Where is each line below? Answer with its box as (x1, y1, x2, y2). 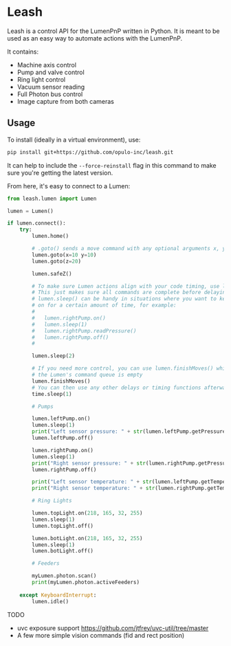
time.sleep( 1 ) (32, 390, 72, 397)
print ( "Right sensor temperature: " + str (32, 485, 155, 492)
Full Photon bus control (16, 90, 83, 98)
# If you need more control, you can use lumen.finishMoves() (32, 365, 214, 372)
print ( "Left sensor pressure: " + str (32, 428, 143, 435)
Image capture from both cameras (16, 97, 115, 105)
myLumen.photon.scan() (32, 572, 97, 579)
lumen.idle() (32, 598, 69, 605)
